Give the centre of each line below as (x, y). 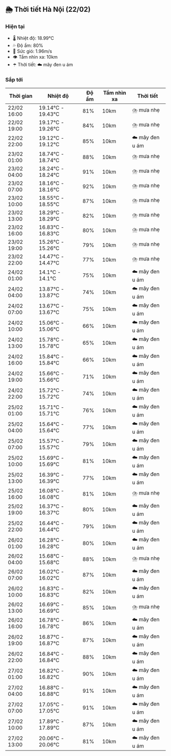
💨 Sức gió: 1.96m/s (32, 51)
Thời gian (21, 96)
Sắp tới (14, 80)
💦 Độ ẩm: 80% (28, 45)
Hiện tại (15, 27)
